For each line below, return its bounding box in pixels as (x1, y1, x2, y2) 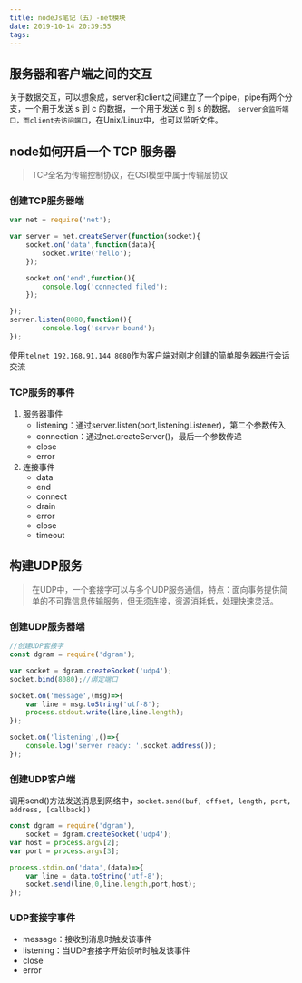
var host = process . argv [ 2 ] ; (9, 838, 120, 847)
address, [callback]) (9, 805, 92, 815)
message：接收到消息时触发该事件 (22, 934, 152, 945)
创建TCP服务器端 (9, 194, 84, 207)
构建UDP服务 (9, 558, 83, 574)
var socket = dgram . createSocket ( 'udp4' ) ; (9, 666, 172, 675)
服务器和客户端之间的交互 (9, 65, 152, 82)
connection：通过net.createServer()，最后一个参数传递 (35, 431, 243, 442)
